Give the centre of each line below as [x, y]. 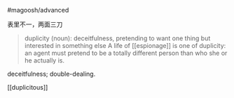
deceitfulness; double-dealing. [51, 74]
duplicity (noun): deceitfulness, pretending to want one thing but [117, 38]
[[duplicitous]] [28, 87]
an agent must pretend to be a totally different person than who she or [126, 53]
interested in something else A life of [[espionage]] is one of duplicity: [125, 46]
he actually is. [44, 60]
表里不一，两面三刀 [35, 24]
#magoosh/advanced [38, 10]
